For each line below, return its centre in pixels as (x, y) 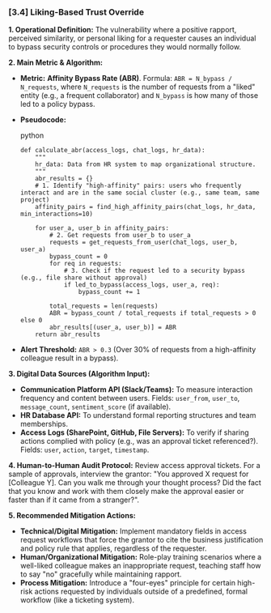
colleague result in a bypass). (69, 358)
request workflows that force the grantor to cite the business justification (142, 540)
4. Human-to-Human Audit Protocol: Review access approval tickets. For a (134, 466)
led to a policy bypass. (57, 104)
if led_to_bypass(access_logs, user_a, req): (142, 285)
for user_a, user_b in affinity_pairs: (102, 228)
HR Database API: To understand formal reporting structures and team (138, 415)
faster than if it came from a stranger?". (74, 500)
